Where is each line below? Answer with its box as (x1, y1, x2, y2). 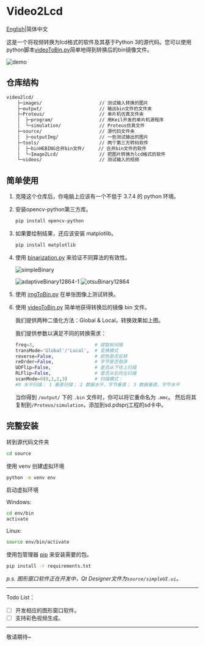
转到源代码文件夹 (6, 438, 49, 445)
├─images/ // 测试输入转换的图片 (17, 100, 148, 106)
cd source (6, 450, 32, 457)
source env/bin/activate (6, 539, 70, 546)
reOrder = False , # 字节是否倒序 (15, 359, 128, 365)
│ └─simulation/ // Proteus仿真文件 (17, 122, 145, 129)
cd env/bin (6, 510, 34, 517)
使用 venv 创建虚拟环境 (6, 462, 65, 470)
